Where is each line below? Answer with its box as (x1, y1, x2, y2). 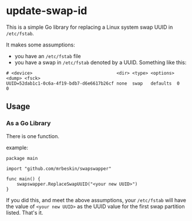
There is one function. (6, 132, 60, 139)
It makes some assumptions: (6, 41, 75, 48)
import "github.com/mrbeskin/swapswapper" (6, 166, 112, 172)
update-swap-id (6, 4, 87, 18)
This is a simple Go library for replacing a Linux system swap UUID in (6, 24, 173, 31)
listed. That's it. (6, 209, 43, 216)
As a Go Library (6, 119, 51, 128)
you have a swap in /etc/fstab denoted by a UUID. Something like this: (14, 59, 187, 66)
